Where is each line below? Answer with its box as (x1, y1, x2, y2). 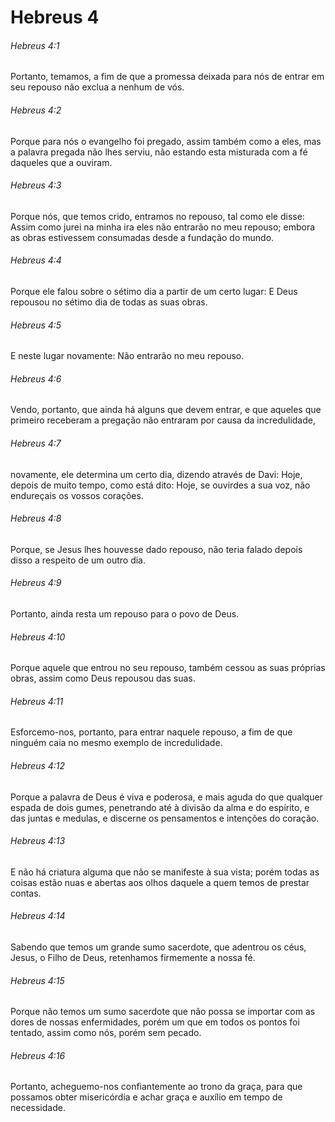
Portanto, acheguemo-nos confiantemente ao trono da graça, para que (10, 1081, 303, 1093)
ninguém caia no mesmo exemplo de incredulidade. (10, 737, 223, 749)
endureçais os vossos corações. (10, 489, 144, 501)
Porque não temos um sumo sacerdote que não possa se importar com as (10, 1006, 316, 1018)
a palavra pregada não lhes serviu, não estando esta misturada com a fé (10, 146, 308, 158)
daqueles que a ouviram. (10, 156, 113, 168)
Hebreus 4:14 (10, 910, 66, 922)
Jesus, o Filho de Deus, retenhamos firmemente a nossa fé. (10, 952, 256, 964)
